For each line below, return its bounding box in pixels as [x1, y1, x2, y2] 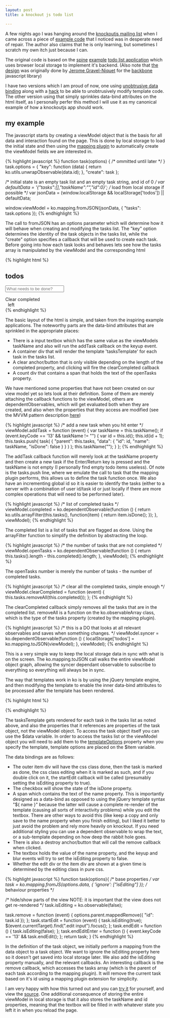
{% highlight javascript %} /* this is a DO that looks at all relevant [5, 625, 141, 631]
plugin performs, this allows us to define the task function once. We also [5, 475, 156, 481]
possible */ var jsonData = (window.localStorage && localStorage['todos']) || [5, 190, 164, 196]
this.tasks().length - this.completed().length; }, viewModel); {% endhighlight [5, 553, 164, 559]
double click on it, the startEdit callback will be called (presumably [12, 775, 151, 781]
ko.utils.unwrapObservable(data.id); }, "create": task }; [5, 169, 119, 175]
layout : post [5, 7, 33, 13]
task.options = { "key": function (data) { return [5, 163, 101, 170]
